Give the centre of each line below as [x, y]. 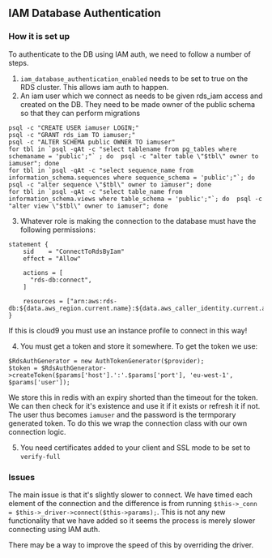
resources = [43, 301]
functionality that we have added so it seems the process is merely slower [132, 520]
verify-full [40, 457]
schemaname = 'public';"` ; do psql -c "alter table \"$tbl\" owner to [134, 156]
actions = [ [43, 273]
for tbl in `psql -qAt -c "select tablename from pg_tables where [123, 149]
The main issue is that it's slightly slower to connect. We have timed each [131, 495]
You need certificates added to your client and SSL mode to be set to [135, 447]
